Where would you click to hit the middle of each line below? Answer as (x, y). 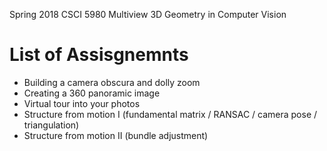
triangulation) (51, 125)
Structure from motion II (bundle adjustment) (116, 135)
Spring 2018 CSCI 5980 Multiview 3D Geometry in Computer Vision (148, 14)
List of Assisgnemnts (99, 55)
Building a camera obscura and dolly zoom (112, 82)
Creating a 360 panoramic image (92, 93)
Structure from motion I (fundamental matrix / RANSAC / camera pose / (170, 114)
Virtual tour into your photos (82, 103)
